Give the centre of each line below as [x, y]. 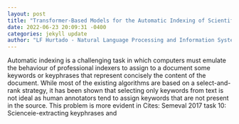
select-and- [214, 83]
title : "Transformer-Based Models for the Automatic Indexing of [106, 21]
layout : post [27, 14]
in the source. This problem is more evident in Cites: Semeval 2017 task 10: [117, 106]
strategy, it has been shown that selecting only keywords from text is [123, 91]
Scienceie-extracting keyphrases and [62, 113]
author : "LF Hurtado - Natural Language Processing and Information [111, 40]
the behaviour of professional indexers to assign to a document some [109, 68]
